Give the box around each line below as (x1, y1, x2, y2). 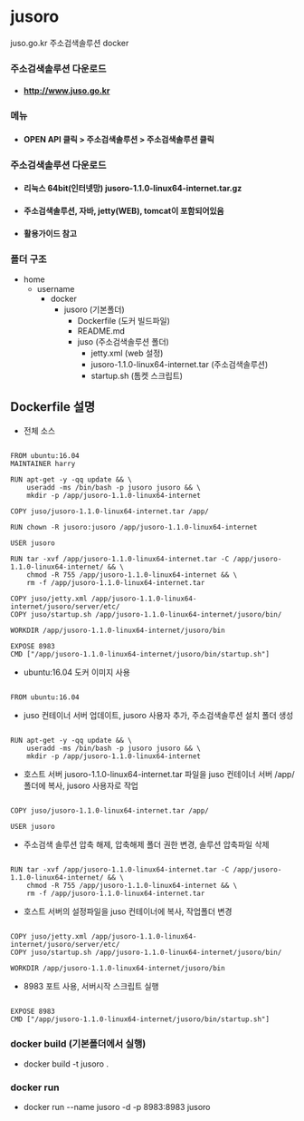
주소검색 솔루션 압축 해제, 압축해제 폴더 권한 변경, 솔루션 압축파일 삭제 (23, 839, 270, 850)
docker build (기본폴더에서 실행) (10, 1037, 147, 1049)
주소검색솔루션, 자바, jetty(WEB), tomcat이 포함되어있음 (23, 206, 224, 217)
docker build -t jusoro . (23, 1058, 109, 1069)
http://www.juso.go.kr (23, 85, 110, 96)
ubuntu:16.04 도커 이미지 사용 (23, 667, 130, 677)
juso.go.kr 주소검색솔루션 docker (10, 37, 129, 48)
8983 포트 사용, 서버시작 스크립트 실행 (23, 980, 159, 991)
